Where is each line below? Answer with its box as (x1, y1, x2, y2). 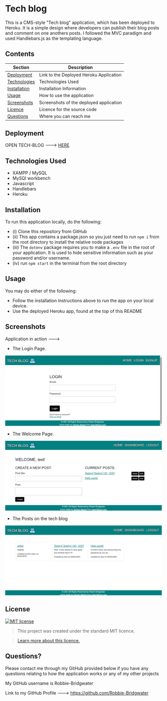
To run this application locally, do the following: (5, 219, 102, 225)
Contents (5, 50, 35, 58)
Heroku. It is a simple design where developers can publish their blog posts (5, 24, 160, 30)
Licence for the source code (39, 106, 97, 112)
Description (68, 64, 93, 70)
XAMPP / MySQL (12, 170, 47, 176)
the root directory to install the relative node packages (12, 239, 124, 245)
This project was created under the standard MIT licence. (17, 628, 135, 634)
